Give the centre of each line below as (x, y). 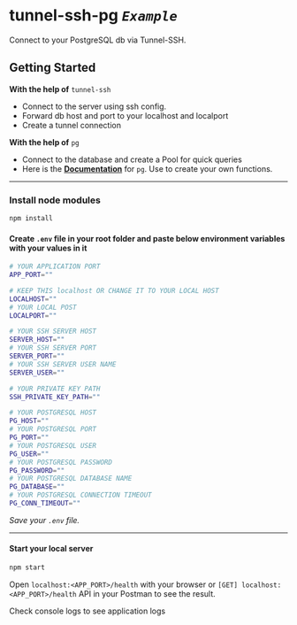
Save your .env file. (45, 520)
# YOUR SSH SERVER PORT (53, 348)
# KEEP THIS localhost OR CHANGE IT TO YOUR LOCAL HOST (114, 290)
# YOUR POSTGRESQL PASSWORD (61, 462)
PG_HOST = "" (29, 421)
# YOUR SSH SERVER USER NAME (63, 364)
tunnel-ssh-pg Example (94, 15)
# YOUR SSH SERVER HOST (53, 332)
